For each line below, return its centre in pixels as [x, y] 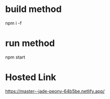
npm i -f [13, 23]
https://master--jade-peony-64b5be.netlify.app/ [55, 91]
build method [33, 9]
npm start [15, 57]
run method [30, 43]
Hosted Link [31, 77]
